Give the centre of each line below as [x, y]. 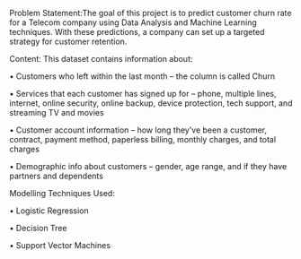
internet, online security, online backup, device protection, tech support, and [151, 103]
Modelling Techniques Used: [62, 193]
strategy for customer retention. [68, 41]
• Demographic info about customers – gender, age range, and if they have [148, 166]
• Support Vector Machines [60, 245]
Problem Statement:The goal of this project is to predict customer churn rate [150, 13]
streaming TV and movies [57, 112]
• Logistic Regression [49, 211]
